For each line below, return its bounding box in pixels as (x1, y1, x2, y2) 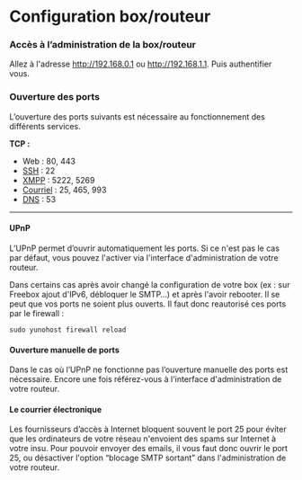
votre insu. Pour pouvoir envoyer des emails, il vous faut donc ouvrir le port (9, 443, 289, 454)
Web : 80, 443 (22, 156, 76, 166)
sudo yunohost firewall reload (9, 325, 127, 334)
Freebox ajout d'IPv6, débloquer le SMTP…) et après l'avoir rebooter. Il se (9, 289, 280, 299)
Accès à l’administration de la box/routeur (9, 39, 196, 51)
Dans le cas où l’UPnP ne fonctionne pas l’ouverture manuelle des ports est (9, 364, 289, 375)
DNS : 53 (22, 193, 57, 204)
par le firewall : (9, 307, 65, 318)
